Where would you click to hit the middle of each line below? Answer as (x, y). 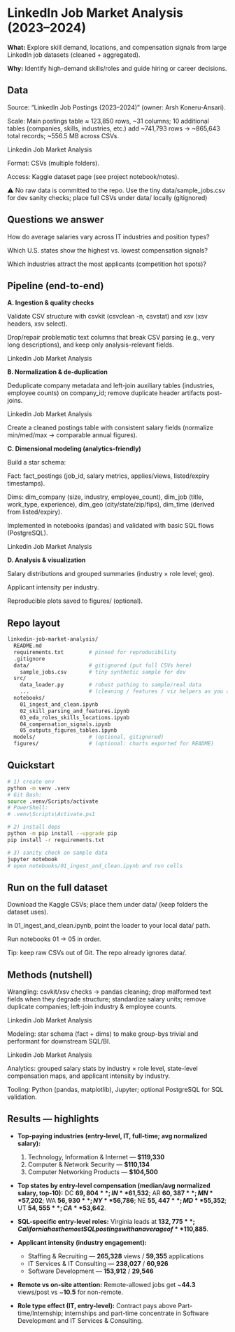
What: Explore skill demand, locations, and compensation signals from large (117, 47)
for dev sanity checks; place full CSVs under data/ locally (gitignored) (107, 197)
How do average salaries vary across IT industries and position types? (108, 237)
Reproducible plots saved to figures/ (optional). (75, 601)
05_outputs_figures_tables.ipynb (69, 731)
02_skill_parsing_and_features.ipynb (75, 711)
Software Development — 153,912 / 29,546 (91, 1271)
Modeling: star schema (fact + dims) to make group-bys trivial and (103, 1034)
